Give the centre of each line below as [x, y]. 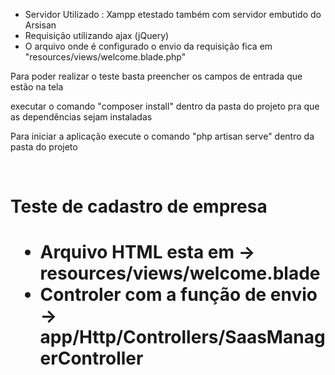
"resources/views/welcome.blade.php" [105, 57]
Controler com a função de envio [178, 295]
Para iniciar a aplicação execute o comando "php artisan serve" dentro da [162, 136]
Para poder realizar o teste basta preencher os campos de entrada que [156, 76]
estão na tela [37, 87]
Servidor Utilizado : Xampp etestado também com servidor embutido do [173, 14]
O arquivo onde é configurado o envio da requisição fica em [148, 46]
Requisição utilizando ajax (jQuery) [97, 35]
